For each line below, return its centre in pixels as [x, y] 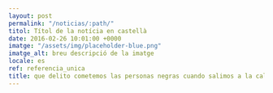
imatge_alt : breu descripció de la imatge [81, 53]
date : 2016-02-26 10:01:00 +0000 [65, 38]
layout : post [30, 16]
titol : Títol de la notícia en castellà [78, 31]
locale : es [27, 61]
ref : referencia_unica [47, 69]
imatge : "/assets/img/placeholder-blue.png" [85, 46]
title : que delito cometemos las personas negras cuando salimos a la [130, 76]
